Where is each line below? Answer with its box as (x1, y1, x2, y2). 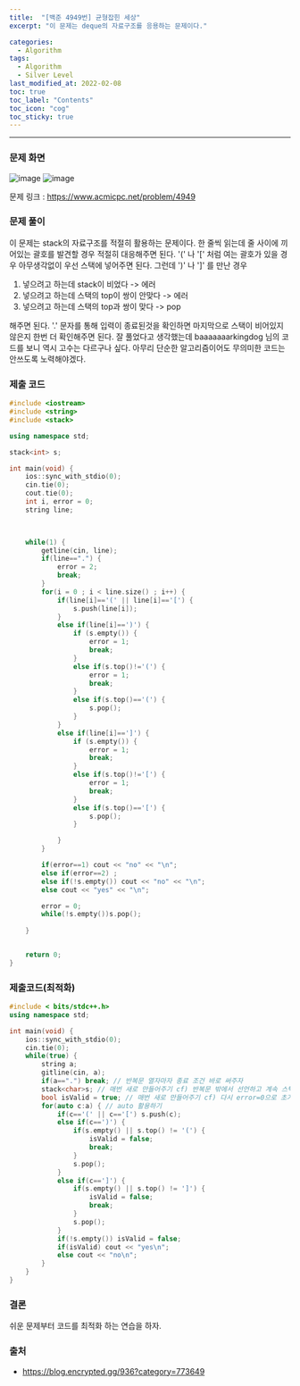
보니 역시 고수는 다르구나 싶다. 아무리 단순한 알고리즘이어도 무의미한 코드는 (25, 342, 286, 353)
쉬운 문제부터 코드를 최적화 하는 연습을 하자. (9, 1321, 162, 1332)
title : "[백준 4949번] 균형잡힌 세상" (9, 13, 141, 22)
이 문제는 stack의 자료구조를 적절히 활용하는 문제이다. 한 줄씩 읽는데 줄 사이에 (9, 238, 279, 248)
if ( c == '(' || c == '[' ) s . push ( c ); (56, 1109, 182, 1119)
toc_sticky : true (9, 113, 74, 121)
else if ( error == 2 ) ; (41, 868, 118, 878)
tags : (9, 54, 29, 63)
